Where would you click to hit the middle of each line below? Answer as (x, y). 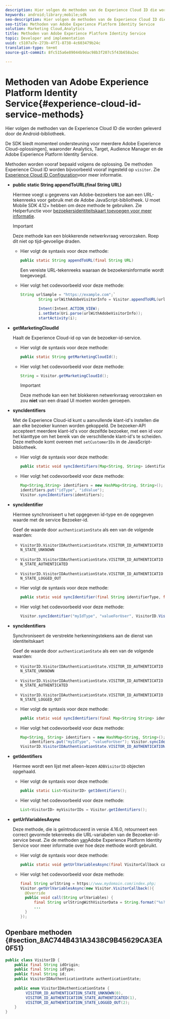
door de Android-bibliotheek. (35, 134)
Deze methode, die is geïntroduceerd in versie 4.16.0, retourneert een (85, 829)
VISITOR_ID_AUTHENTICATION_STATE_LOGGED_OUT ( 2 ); (78, 1002)
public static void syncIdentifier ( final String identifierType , (90, 597)
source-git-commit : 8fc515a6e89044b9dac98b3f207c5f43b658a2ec (72, 52)
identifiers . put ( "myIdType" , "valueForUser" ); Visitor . (90, 742)
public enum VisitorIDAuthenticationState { (62, 988)
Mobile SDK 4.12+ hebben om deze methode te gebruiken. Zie (77, 206)
